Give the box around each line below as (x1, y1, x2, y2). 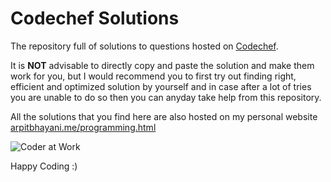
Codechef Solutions (10, 7, 180, 30)
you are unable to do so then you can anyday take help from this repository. (10, 91, 322, 103)
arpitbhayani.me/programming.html (10, 121, 157, 133)
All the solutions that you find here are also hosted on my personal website (10, 110, 318, 122)
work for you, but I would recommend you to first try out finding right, (10, 70, 297, 82)
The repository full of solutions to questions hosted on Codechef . (10, 40, 279, 52)
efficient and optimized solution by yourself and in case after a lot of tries (10, 80, 312, 92)
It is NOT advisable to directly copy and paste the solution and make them (10, 59, 315, 71)
